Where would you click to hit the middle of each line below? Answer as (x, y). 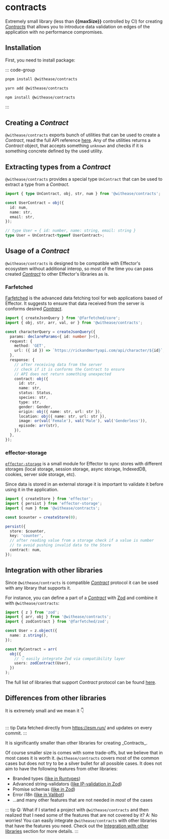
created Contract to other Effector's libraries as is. (57, 274)
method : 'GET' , (30, 346)
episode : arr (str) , (39, 426)
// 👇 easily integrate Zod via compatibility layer (70, 659)
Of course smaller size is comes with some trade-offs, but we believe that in (84, 752)
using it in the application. (32, 490)
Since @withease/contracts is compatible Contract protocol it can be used (82, 583)
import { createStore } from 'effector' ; (49, 499)
